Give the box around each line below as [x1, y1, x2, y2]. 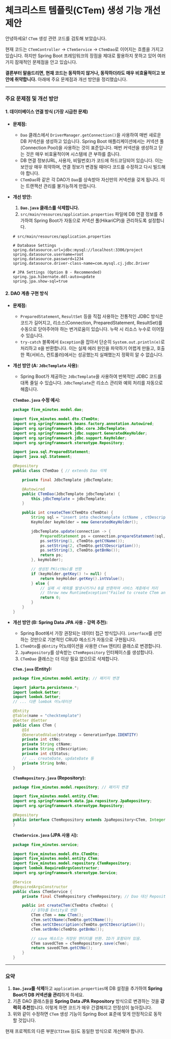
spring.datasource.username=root [12, 252, 84, 257]
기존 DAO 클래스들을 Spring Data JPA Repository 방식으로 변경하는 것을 [12, 998, 159, 1004]
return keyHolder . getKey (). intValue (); [40, 576, 125, 581]
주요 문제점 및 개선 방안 [5, 95, 59, 102]
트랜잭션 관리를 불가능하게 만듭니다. [25, 183, 97, 189]
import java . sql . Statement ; [12, 454, 72, 459]
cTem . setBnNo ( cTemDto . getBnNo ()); [31, 927, 104, 932]
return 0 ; [40, 595, 61, 601]
